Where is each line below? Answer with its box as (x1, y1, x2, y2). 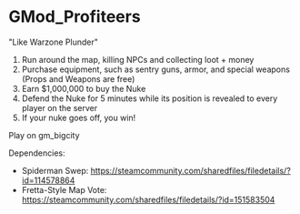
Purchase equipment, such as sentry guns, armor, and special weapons (21, 64, 290, 75)
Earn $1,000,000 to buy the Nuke (21, 83, 146, 94)
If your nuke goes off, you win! (21, 112, 136, 123)
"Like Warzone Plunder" (8, 36, 99, 47)
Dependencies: (8, 148, 65, 158)
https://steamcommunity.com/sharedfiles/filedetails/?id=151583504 (21, 194, 275, 205)
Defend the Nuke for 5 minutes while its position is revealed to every (21, 93, 278, 104)
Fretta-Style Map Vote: (21, 184, 107, 195)
